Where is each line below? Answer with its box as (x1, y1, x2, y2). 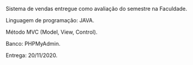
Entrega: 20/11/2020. (5, 52, 58, 59)
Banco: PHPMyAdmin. (5, 40, 61, 47)
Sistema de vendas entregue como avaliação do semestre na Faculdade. (5, 5, 188, 12)
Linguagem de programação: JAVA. (5, 17, 95, 23)
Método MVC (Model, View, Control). (5, 28, 98, 36)
